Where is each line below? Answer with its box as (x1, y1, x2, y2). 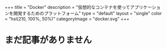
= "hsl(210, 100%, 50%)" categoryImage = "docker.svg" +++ (4, 16, 130, 22)
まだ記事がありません (4, 35, 92, 46)
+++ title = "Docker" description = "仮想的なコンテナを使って (4, 4, 131, 10)
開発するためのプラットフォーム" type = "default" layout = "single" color (13, 10, 162, 16)
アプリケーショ (130, 4, 161, 10)
